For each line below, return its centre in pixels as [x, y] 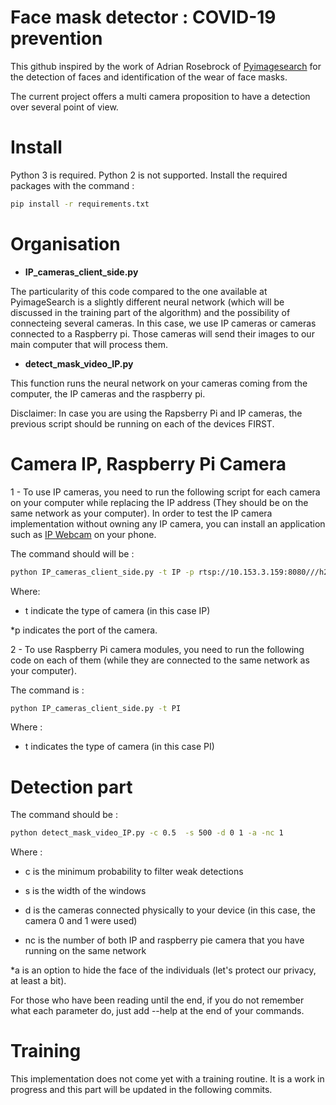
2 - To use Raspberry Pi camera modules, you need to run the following [157, 649]
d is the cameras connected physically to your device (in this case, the [170, 910]
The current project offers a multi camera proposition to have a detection [160, 96]
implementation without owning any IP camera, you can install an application [168, 523]
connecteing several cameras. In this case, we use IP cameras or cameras [163, 323]
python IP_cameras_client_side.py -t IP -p [102, 572]
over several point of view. [64, 107]
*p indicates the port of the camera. [84, 630]
